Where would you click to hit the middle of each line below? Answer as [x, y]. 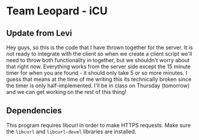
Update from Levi [39, 33]
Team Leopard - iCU [57, 11]
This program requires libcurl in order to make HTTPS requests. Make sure [99, 125]
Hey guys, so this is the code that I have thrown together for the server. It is [100, 47]
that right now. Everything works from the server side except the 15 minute [99, 66]
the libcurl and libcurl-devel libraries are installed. [71, 131]
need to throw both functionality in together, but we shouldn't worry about [98, 60]
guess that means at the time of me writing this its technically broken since [99, 79]
